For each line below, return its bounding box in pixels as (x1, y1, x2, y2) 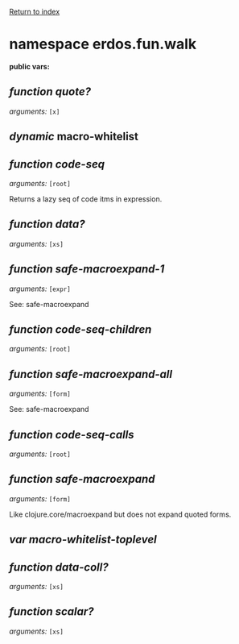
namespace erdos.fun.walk (9, 35, 196, 53)
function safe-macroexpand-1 (9, 262, 165, 276)
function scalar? (9, 605, 95, 619)
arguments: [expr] (9, 284, 71, 293)
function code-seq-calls (9, 427, 135, 442)
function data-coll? (9, 560, 109, 574)
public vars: (9, 61, 51, 71)
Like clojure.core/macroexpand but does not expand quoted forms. (9, 509, 232, 519)
